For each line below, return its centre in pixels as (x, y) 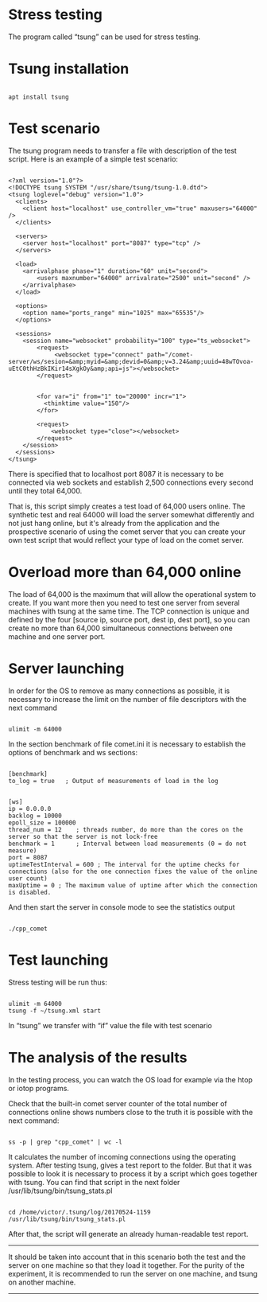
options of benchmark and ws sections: (73, 752)
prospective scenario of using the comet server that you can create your (127, 532)
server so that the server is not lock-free (83, 836)
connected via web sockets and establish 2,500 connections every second (131, 482)
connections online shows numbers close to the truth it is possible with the (131, 1112)
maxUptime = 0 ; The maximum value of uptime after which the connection (133, 885)
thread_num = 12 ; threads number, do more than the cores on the (126, 829)
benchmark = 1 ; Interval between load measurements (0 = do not (128, 844)
